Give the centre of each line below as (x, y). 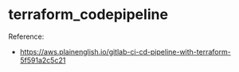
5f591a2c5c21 (43, 60)
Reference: (26, 36)
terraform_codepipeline (88, 15)
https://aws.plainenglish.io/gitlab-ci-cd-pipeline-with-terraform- (125, 51)
